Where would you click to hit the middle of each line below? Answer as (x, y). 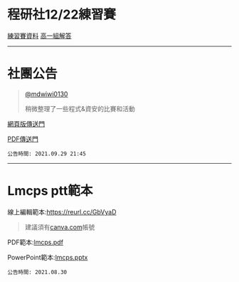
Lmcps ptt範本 (50, 191)
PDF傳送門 (23, 139)
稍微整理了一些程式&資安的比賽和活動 (80, 108)
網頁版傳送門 (26, 124)
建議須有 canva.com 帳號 (60, 227)
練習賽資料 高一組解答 (39, 36)
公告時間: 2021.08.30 (37, 272)
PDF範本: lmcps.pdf (36, 242)
